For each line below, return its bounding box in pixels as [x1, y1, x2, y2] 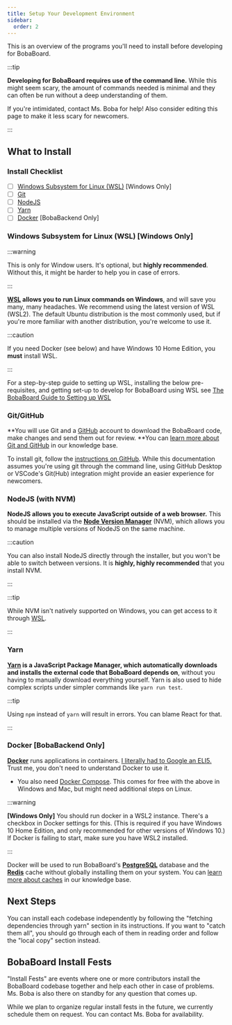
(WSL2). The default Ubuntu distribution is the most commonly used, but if [7, 310, 221, 318]
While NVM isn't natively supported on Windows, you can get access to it [7, 607, 217, 615]
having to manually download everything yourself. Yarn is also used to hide [7, 675, 222, 684]
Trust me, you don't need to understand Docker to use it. [7, 764, 170, 772]
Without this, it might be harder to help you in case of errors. [7, 268, 181, 277]
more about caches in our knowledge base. [7, 875, 132, 883]
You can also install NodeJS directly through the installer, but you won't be [7, 552, 221, 560]
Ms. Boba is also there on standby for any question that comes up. [7, 990, 197, 998]
